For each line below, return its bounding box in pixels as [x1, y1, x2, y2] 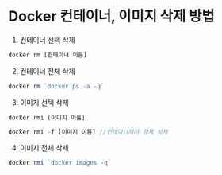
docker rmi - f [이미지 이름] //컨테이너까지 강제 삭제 [8, 128, 168, 136]
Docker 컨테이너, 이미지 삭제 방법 [8, 7, 215, 25]
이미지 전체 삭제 [19, 143, 69, 153]
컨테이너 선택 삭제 [19, 35, 75, 45]
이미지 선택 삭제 [19, 97, 69, 107]
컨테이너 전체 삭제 [19, 66, 75, 76]
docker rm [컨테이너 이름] [8, 51, 87, 59]
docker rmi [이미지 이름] [8, 113, 86, 122]
